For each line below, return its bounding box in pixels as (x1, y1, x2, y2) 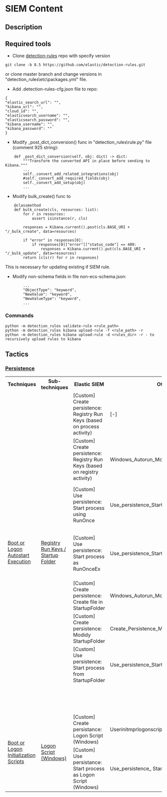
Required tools (5, 39, 51, 48)
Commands (5, 312, 34, 319)
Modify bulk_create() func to (12, 194, 71, 199)
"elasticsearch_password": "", (5, 117, 70, 122)
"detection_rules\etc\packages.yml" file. (5, 77, 87, 83)
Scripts (7, 758, 24, 765)
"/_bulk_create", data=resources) (5, 229, 77, 234)
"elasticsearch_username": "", (5, 113, 70, 118)
